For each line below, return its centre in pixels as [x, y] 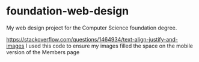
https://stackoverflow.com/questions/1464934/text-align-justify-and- [92, 39]
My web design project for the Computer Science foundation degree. [92, 28]
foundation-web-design [68, 11]
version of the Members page [43, 52]
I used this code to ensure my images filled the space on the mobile [109, 46]
